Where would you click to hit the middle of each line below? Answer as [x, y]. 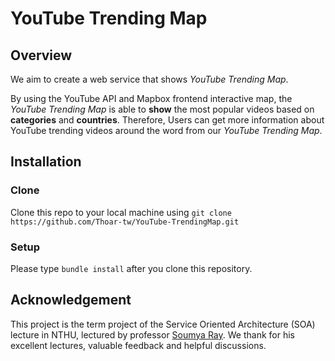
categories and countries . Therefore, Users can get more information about [167, 120]
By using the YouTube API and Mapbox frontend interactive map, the [151, 98]
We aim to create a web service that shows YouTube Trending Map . [149, 79]
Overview [41, 55]
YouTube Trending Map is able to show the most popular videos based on [162, 109]
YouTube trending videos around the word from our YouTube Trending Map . [166, 130]
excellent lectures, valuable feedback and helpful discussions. [138, 345]
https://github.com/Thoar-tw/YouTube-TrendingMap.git [125, 222]
